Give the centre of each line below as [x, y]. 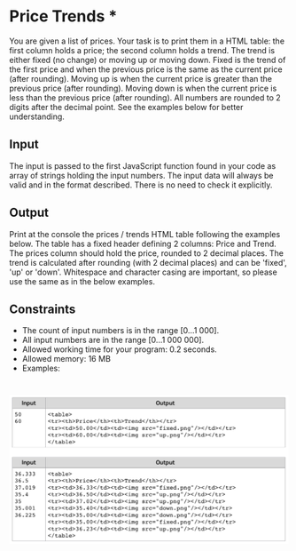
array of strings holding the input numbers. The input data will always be [141, 175]
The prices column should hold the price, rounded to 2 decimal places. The [146, 253]
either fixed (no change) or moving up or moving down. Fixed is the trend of [148, 60]
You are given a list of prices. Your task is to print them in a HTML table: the [147, 41]
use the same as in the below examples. [82, 281]
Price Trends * [63, 16]
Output [29, 213]
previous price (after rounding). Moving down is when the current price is [143, 88]
